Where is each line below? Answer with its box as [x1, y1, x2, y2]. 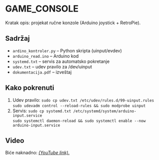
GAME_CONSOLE [5, 3, 79, 15]
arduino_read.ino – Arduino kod [12, 53, 79, 59]
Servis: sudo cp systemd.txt [12, 108, 71, 114]
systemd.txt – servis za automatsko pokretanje [12, 58, 110, 64]
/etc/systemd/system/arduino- [73, 109, 137, 114]
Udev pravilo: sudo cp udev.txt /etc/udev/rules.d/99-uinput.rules [12, 97, 154, 103]
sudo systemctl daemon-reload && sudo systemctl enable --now [12, 118, 146, 123]
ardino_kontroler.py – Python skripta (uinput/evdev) [12, 47, 122, 53]
